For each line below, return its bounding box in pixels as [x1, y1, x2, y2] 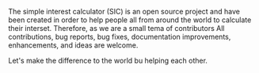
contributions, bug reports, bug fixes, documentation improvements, [8, 32, 231, 41]
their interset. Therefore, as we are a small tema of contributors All [8, 24, 225, 33]
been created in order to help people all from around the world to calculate [8, 15, 252, 25]
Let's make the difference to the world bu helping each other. [8, 56, 208, 65]
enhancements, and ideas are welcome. [8, 40, 139, 50]
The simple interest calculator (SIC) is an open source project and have [8, 7, 240, 16]
